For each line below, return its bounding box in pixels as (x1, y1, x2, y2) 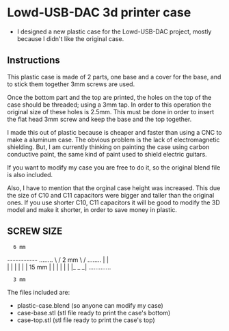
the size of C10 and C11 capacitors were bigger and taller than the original (7, 191, 215, 199)
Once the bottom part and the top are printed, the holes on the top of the (7, 93, 212, 101)
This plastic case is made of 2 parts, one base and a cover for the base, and (7, 72, 221, 81)
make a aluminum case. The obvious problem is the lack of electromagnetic (7, 135, 220, 144)
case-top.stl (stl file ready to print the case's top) (16, 316, 155, 324)
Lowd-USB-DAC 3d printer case (7, 5, 191, 21)
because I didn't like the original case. (16, 34, 124, 42)
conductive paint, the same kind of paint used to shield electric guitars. (7, 150, 207, 158)
